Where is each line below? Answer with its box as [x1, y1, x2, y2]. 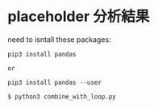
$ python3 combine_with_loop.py [7, 92, 116, 101]
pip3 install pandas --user [7, 78, 102, 86]
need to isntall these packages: [7, 34, 111, 44]
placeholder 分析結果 [7, 7, 150, 26]
